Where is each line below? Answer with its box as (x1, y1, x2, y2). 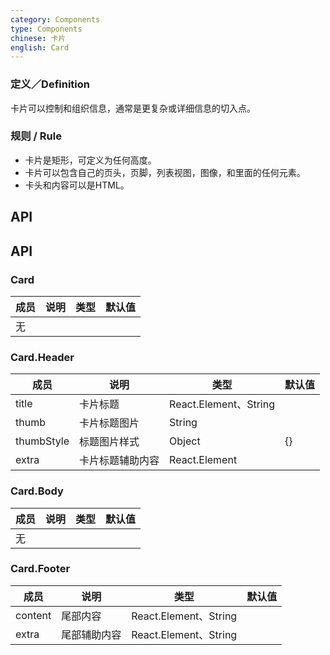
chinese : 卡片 (10, 33, 67, 43)
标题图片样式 (79, 435, 140, 449)
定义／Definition (10, 77, 90, 91)
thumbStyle (15, 434, 70, 448)
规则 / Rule (10, 129, 62, 143)
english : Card (10, 42, 70, 53)
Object (169, 434, 201, 448)
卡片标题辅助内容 (79, 454, 160, 468)
